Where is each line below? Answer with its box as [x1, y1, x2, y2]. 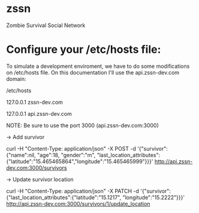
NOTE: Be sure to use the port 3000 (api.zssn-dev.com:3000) [6, 122, 159, 129]
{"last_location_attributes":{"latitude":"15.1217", [6, 194, 122, 201]
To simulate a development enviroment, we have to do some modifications [6, 62, 190, 70]
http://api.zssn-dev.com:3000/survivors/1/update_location [6, 200, 150, 207]
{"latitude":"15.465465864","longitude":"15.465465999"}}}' [6, 158, 153, 165]
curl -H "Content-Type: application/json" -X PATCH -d [6, 187, 140, 194]
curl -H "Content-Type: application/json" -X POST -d [6, 145, 136, 152]
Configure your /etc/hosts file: [6, 43, 161, 56]
